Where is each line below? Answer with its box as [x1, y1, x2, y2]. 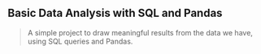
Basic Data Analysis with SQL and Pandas [7, 6, 223, 20]
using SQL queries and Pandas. [27, 36, 133, 46]
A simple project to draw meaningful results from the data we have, [27, 27, 254, 37]
